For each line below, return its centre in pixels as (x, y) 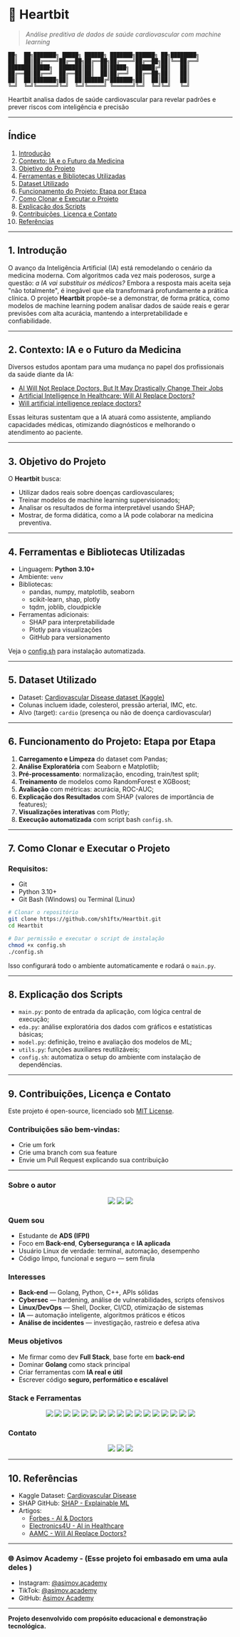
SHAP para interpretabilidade (72, 622)
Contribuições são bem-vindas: (64, 1129)
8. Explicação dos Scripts (66, 994)
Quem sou (26, 1220)
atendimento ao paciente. (46, 432)
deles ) (20, 1567)
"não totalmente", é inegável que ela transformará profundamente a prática (118, 290)
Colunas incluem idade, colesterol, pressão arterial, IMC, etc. (108, 704)
